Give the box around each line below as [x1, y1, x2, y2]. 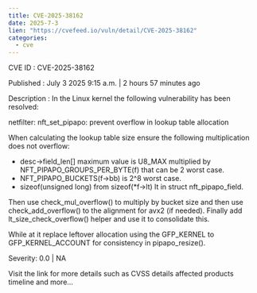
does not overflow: [8, 141, 70, 151]
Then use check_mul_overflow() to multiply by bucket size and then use [8, 198, 244, 207]
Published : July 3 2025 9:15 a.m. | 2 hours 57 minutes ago [8, 79, 201, 88]
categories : [8, 33, 48, 42]
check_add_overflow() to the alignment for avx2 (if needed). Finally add [8, 206, 243, 215]
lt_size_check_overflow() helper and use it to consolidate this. [8, 214, 210, 224]
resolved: [8, 102, 39, 112]
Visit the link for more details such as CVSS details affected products [8, 269, 234, 279]
